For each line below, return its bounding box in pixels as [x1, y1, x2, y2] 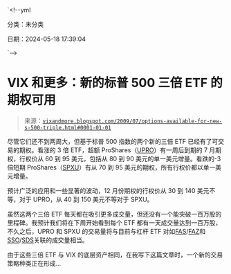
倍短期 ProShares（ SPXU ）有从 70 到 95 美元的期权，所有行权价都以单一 [7, 163, 216, 172]
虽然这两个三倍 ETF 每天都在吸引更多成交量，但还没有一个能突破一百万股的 [7, 210, 222, 218]
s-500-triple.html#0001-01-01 [24, 124, 112, 131]
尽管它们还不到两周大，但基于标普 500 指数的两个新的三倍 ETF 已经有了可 [7, 137, 219, 145]
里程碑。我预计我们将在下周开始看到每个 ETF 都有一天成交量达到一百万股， [7, 218, 222, 227]
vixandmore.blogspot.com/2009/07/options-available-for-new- [42, 118, 223, 125]
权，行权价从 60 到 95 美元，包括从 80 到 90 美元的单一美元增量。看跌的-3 [7, 154, 221, 163]
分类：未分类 [7, 20, 44, 28]
